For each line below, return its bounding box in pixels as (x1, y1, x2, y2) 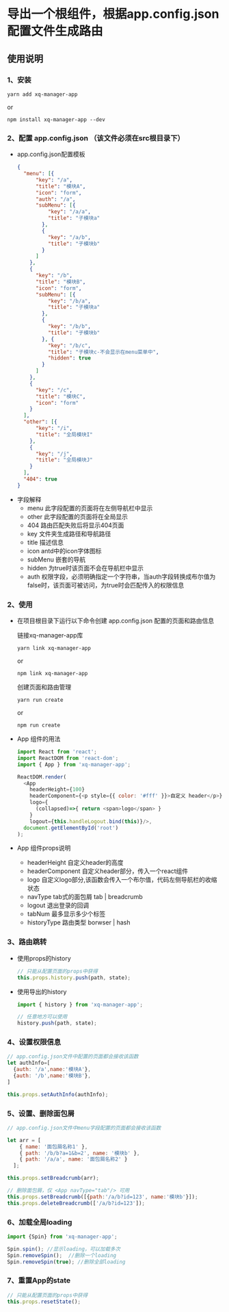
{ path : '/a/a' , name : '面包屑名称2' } (19, 1156, 128, 1163)
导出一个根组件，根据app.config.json (7, 6, 219, 22)
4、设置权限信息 (7, 1037, 62, 1047)
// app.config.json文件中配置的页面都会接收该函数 (7, 1053, 139, 1060)
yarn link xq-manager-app (16, 645, 91, 652)
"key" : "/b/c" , (47, 342, 91, 349)
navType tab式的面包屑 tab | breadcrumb (27, 893, 143, 901)
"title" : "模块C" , (35, 393, 86, 400)
